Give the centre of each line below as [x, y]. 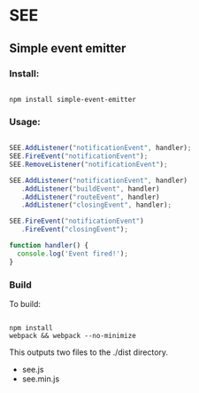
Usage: [25, 122]
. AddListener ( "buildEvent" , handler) [91, 189]
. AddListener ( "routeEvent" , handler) [91, 197]
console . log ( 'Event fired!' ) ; [73, 254]
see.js [33, 369]
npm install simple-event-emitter [73, 99]
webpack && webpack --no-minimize [73, 335]
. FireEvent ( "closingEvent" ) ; [74, 230]
